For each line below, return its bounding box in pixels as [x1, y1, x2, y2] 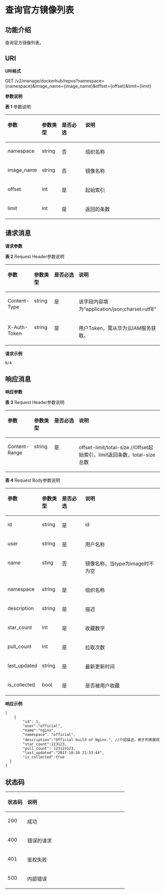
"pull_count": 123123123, [23, 746, 76, 751]
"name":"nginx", [23, 728, 56, 733]
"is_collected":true [23, 755, 65, 760]
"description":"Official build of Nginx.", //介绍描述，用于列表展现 [23, 738, 160, 743]
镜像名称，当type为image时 [85, 560, 149, 567]
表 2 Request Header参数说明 [5, 253, 65, 259]
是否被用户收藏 [85, 682, 120, 689]
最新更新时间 [85, 663, 115, 670]
